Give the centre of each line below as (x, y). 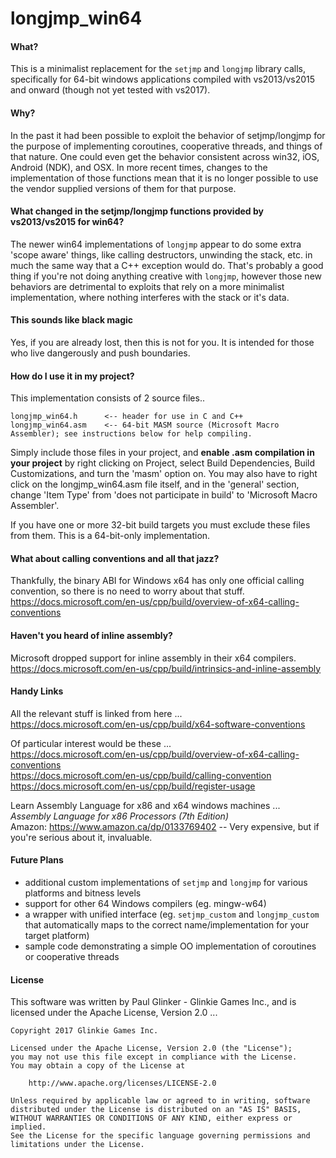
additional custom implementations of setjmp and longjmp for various (166, 883)
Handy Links (37, 691)
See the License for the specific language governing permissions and (160, 1136)
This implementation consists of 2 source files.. (107, 398)
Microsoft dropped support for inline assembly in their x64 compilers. (153, 658)
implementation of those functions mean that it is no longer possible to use (164, 178)
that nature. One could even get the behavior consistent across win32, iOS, (165, 156)
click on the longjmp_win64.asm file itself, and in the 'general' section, (155, 484)
